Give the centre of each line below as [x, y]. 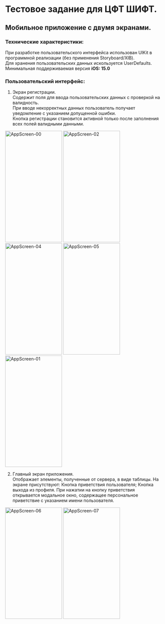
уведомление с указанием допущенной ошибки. [64, 114]
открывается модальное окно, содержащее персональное [75, 495]
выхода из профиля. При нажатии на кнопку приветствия [74, 490]
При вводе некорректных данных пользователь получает [74, 108]
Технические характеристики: [44, 42]
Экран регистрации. [34, 92]
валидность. [25, 103]
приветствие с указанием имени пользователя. [63, 500]
